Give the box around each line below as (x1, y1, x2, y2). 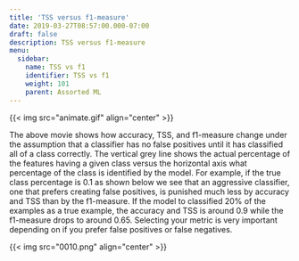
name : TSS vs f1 (25, 63, 87, 72)
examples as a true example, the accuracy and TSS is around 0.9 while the (9, 205, 284, 216)
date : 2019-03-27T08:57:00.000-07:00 (9, 21, 150, 30)
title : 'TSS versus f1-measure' (9, 12, 129, 22)
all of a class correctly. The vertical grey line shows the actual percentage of (9, 148, 291, 159)
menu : (9, 46, 29, 55)
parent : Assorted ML (25, 87, 102, 96)
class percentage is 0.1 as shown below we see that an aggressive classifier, (9, 176, 290, 187)
